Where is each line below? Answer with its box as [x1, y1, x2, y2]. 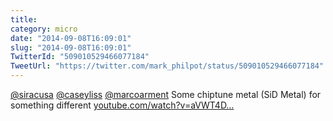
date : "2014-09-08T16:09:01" [10, 33, 132, 43]
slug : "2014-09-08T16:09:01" [10, 42, 132, 53]
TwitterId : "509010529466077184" [10, 52, 150, 62]
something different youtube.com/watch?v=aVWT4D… [10, 99, 235, 111]
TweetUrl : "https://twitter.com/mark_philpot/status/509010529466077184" [10, 61, 325, 71]
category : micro [10, 24, 78, 34]
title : [10, 14, 38, 25]
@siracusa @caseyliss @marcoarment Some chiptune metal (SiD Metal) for [10, 89, 322, 100]
